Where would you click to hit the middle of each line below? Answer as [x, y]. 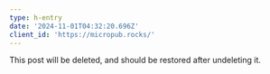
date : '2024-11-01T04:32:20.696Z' [74, 26]
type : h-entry [36, 18]
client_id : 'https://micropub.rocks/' [82, 34]
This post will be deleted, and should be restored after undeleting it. [135, 60]
